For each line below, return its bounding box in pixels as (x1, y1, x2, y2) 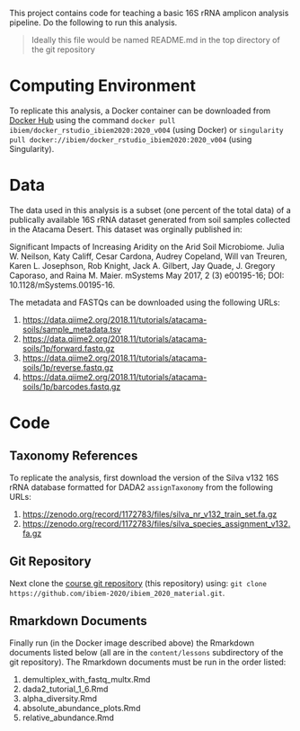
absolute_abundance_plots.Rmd (22, 702, 141, 713)
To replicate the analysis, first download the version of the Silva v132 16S (9, 472, 279, 483)
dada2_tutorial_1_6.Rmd (22, 683, 109, 694)
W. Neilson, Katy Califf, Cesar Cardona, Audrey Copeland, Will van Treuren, (9, 251, 287, 262)
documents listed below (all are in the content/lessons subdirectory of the (9, 646, 284, 657)
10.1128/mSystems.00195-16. (9, 279, 115, 290)
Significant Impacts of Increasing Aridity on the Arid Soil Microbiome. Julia (9, 241, 285, 252)
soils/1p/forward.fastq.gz (22, 343, 115, 353)
